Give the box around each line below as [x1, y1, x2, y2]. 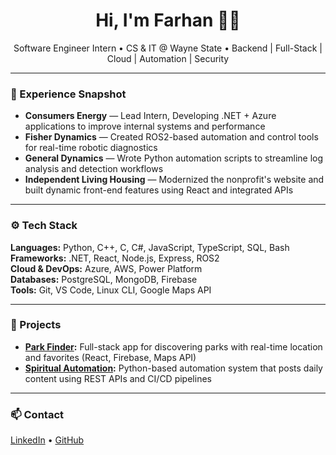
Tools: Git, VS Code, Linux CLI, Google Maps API [10, 284, 212, 296]
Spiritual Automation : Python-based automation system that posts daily [24, 362, 323, 374]
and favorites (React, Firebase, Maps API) [24, 351, 197, 363]
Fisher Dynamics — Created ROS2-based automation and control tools [24, 131, 319, 143]
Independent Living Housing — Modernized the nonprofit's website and [24, 174, 325, 186]
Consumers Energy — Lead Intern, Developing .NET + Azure [24, 110, 277, 122]
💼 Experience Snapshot [10, 87, 127, 101]
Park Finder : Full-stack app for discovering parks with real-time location [24, 340, 323, 353]
